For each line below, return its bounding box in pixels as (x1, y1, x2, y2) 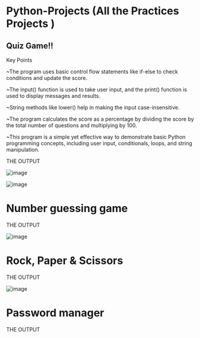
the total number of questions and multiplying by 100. (6, 122, 137, 129)
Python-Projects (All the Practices (6, 4, 179, 18)
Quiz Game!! (6, 41, 54, 51)
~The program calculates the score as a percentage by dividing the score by (6, 115, 194, 122)
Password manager (6, 306, 104, 320)
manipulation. (6, 146, 40, 153)
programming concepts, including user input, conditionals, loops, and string (6, 140, 193, 147)
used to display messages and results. (6, 93, 101, 99)
